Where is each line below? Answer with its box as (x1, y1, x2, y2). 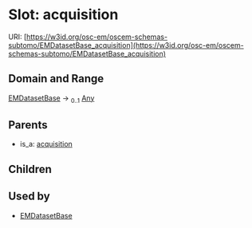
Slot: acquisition (8, 6, 119, 24)
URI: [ (8, 32, 27, 41)
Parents (8, 118, 48, 132)
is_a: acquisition (19, 140, 73, 149)
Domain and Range (8, 72, 104, 85)
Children (8, 162, 52, 176)
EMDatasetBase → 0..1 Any (8, 93, 95, 104)
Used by (8, 190, 50, 203)
